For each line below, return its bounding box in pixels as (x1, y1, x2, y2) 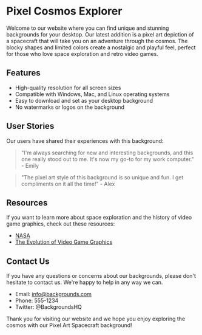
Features (6, 68, 41, 78)
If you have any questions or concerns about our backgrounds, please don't (6, 272, 196, 280)
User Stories (6, 121, 55, 131)
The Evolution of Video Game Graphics (15, 238, 113, 246)
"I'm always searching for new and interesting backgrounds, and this (21, 149, 194, 156)
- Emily (21, 162, 39, 169)
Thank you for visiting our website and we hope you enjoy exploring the (6, 315, 186, 323)
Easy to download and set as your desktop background (15, 97, 153, 104)
